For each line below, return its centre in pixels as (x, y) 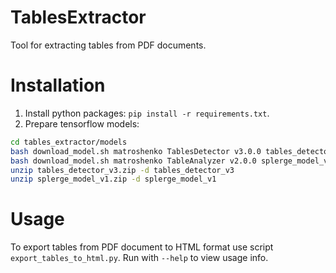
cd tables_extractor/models (69, 142)
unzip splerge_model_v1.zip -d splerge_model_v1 (113, 179)
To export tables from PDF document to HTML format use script (142, 247)
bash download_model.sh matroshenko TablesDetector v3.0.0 (136, 151)
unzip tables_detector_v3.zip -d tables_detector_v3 (122, 170)
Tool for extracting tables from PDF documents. (108, 45)
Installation (58, 85)
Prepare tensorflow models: (82, 123)
